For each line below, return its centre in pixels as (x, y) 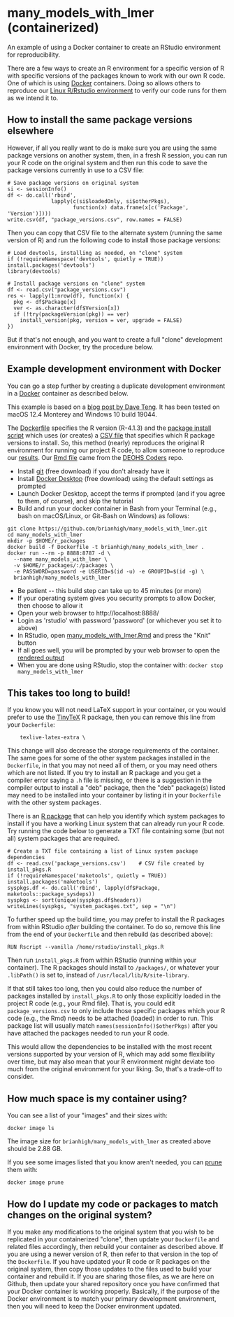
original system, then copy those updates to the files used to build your (109, 1269)
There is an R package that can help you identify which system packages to (116, 816)
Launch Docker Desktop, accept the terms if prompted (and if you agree (121, 493)
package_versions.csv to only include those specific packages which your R (116, 1011)
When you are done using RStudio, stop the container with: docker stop (120, 665)
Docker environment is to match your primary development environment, (112, 1299)
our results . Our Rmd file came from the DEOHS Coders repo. (95, 457)
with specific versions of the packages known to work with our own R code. (116, 76)
